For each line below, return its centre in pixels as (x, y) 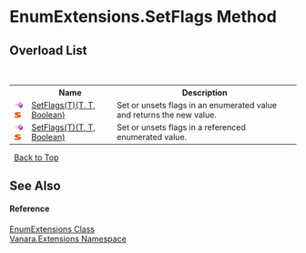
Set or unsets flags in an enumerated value (197, 105)
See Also (35, 185)
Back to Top (36, 157)
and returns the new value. (167, 115)
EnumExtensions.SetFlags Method (143, 17)
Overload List (48, 51)
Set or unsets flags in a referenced (181, 127)
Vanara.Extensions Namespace (68, 239)
